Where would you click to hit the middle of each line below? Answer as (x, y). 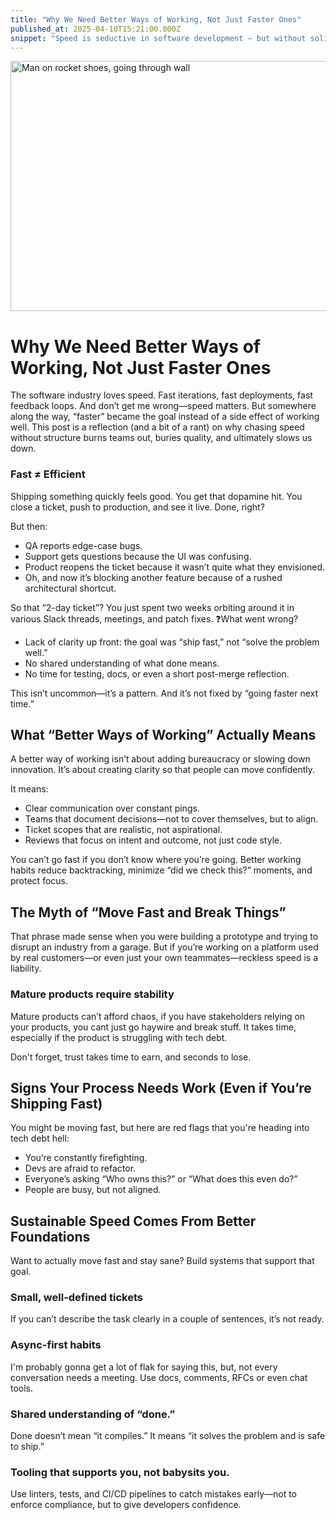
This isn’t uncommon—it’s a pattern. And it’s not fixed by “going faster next (164, 693)
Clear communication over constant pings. (112, 808)
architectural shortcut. (70, 588)
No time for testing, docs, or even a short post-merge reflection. (157, 673)
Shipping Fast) (56, 1103)
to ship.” (27, 1447)
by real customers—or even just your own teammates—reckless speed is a (164, 958)
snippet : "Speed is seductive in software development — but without (158, 38)
